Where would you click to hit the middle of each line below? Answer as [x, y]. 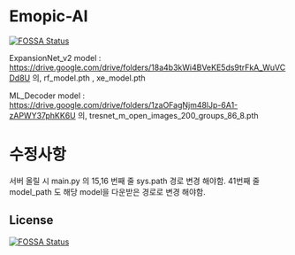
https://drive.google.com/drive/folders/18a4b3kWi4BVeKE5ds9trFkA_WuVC [147, 67]
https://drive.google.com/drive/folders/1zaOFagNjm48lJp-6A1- [124, 104]
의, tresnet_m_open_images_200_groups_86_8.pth [168, 115]
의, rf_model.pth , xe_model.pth [89, 78]
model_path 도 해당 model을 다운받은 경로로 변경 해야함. [107, 191]
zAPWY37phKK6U [43, 115]
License [31, 220]
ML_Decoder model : [47, 96]
